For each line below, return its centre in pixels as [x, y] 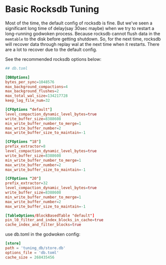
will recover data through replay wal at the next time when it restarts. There [82, 44]
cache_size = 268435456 [30, 257]
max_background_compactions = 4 [37, 87]
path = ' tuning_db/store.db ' [35, 248]
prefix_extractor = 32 [27, 183]
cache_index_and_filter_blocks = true [43, 225]
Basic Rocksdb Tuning [52, 9]
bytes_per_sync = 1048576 [30, 82]
